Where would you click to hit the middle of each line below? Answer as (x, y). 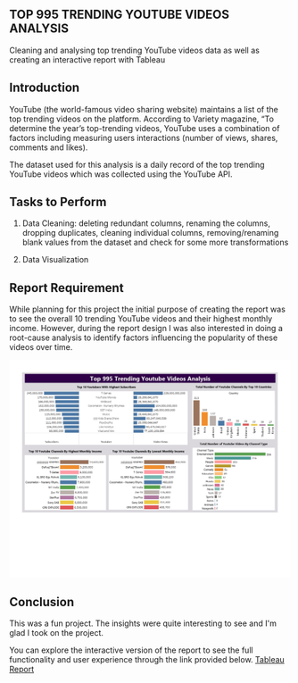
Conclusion (42, 602)
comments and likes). (49, 147)
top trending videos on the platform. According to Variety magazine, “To (142, 119)
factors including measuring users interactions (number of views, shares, (144, 137)
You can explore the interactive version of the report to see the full (131, 650)
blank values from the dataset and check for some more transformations (155, 242)
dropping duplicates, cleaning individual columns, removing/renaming (150, 233)
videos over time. (41, 347)
